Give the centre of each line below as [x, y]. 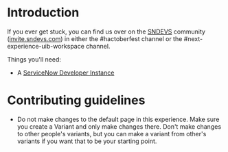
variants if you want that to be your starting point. [87, 141]
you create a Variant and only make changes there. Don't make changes [119, 126]
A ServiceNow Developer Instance [66, 73]
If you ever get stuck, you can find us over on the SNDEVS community [106, 31]
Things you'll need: [34, 59]
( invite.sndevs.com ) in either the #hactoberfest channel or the [95, 38]
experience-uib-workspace [46, 46]
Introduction [43, 13]
